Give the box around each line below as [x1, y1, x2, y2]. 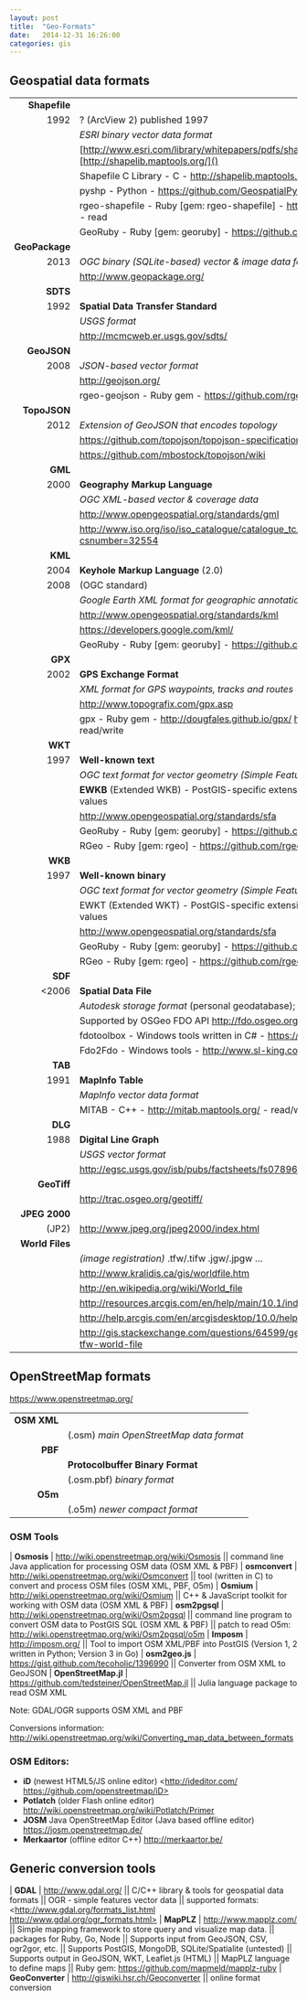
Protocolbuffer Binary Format [67, 1458, 198, 1471]
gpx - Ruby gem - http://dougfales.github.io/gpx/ [79, 712, 292, 725]
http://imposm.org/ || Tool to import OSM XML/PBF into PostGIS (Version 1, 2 [9, 1639, 298, 1650]
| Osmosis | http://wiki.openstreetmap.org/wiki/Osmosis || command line [9, 1551, 284, 1562]
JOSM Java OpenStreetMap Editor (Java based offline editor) [22, 1814, 255, 1825]
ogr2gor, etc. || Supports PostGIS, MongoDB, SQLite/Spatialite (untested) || [9, 1943, 292, 1954]
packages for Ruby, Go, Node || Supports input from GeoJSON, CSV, [9, 1933, 268, 1944]
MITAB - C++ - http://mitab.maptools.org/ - [79, 1104, 270, 1117]
